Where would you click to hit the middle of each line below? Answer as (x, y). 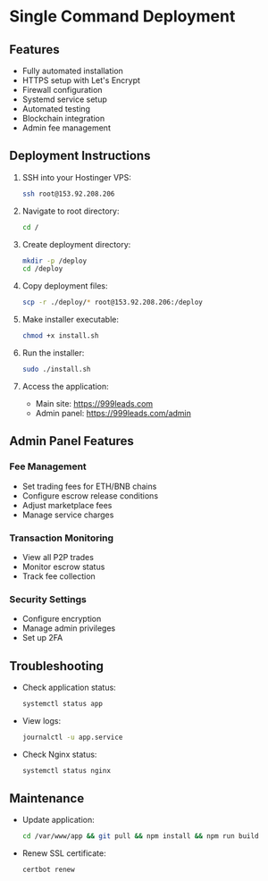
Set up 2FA (42, 638)
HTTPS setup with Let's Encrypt (81, 80)
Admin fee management (67, 128)
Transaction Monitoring (62, 538)
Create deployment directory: (76, 244)
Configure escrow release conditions (90, 495)
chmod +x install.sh (60, 336)
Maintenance (47, 798)
